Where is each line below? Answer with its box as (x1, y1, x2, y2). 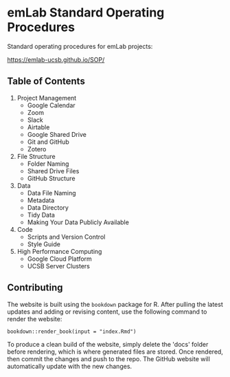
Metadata (27, 196, 55, 204)
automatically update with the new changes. (7, 362, 133, 370)
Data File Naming (27, 188, 77, 197)
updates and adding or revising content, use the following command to (7, 308, 207, 316)
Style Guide (27, 239, 60, 248)
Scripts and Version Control (27, 233, 106, 241)
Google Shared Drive (27, 130, 87, 138)
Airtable (27, 122, 50, 131)
